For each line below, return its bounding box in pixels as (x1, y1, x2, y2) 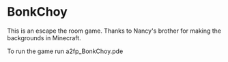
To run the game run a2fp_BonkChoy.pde (7, 47, 124, 55)
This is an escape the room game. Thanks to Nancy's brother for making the (7, 27, 222, 35)
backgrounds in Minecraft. (7, 33, 81, 42)
